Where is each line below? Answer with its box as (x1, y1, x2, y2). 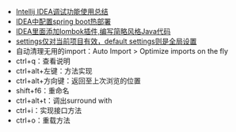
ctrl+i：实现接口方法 (15, 106, 82, 115)
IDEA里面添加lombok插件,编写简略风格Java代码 (15, 27, 171, 36)
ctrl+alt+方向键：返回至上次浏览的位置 (15, 76, 141, 85)
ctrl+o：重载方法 (15, 115, 70, 125)
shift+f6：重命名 (15, 86, 70, 95)
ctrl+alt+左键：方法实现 (15, 66, 93, 75)
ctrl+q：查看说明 (15, 56, 71, 66)
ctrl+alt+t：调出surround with (15, 96, 112, 105)
